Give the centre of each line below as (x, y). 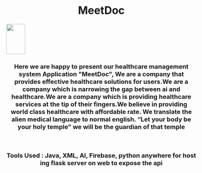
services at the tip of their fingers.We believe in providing (101, 104)
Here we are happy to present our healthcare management (101, 66)
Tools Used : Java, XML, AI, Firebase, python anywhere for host (101, 156)
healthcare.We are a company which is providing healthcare (101, 96)
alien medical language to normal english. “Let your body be (101, 119)
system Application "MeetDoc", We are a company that (101, 74)
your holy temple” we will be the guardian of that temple (101, 127)
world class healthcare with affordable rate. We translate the (101, 112)
